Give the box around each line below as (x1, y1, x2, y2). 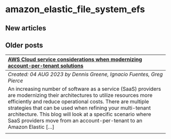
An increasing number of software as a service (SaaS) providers (8, 85, 161, 92)
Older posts (5, 41, 43, 49)
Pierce (8, 77, 23, 84)
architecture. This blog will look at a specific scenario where (8, 111, 151, 118)
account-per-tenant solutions (8, 62, 84, 69)
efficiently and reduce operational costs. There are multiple (8, 98, 149, 105)
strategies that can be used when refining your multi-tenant (8, 105, 151, 112)
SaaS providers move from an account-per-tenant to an (8, 117, 142, 124)
